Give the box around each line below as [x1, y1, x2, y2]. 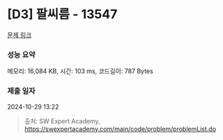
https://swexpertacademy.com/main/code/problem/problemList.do [24, 125, 217, 133]
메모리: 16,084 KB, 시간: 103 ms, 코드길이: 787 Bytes [7, 67, 153, 75]
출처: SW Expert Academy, [24, 116, 100, 125]
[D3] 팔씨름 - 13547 [7, 6, 118, 22]
